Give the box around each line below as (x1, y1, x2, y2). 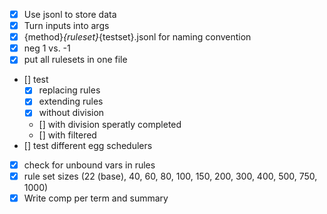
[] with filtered (38, 129, 97, 141)
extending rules (38, 95, 104, 108)
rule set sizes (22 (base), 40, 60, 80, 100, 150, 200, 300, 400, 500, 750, (23, 170, 318, 182)
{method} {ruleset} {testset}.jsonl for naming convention (23, 31, 252, 43)
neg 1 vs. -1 (23, 42, 71, 54)
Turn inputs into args (23, 20, 110, 32)
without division (38, 107, 105, 119)
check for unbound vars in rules (23, 159, 156, 171)
